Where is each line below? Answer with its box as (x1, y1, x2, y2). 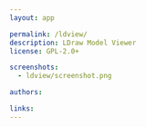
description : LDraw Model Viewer (9, 38, 137, 47)
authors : (9, 88, 43, 97)
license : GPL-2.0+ (9, 46, 79, 55)
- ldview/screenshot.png (17, 72, 112, 81)
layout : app (9, 13, 55, 23)
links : (9, 104, 35, 113)
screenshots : (9, 63, 59, 73)
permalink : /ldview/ (9, 29, 89, 39)
